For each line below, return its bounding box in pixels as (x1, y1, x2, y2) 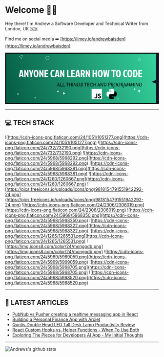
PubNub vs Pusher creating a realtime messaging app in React (12, 312, 138, 317)
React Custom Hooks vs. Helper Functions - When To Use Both (12, 327, 140, 333)
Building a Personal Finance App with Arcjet (12, 316, 101, 322)
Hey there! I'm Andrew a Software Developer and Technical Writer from (5, 21, 148, 26)
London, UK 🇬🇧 (5, 25, 38, 31)
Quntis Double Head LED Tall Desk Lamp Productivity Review (12, 322, 135, 328)
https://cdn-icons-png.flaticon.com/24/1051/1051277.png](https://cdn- (8, 134, 149, 140)
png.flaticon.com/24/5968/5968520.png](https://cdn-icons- (5, 274, 127, 280)
